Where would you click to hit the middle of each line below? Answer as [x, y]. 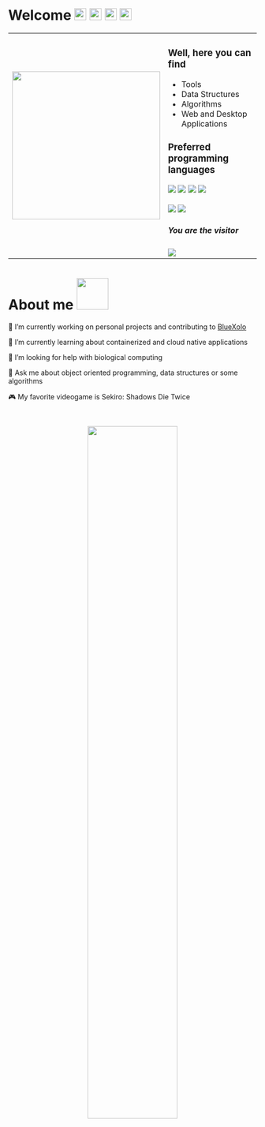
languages [192, 170]
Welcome [40, 15]
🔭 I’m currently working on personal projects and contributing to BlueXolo [127, 327]
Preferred [190, 148]
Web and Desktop [214, 114]
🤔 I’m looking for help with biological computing [86, 357]
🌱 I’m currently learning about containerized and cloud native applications [128, 342]
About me [41, 305]
